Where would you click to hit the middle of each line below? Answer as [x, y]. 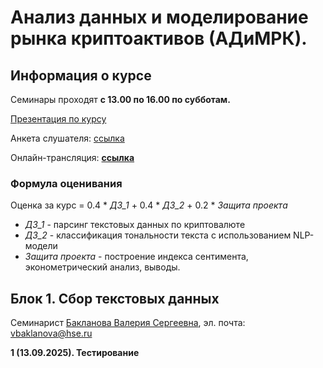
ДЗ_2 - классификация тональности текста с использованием [158, 235]
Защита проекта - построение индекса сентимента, [136, 257]
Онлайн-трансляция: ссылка [72, 157]
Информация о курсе [81, 75]
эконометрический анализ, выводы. [102, 267]
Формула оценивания [66, 183]
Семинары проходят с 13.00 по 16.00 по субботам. [120, 99]
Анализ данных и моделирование [159, 17]
